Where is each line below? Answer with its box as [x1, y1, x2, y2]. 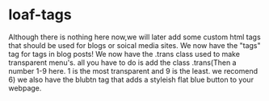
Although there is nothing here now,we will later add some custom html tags [8, 32, 261, 42]
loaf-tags [8, 6, 72, 24]
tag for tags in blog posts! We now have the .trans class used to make [8, 49, 241, 59]
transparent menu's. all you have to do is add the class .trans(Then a [8, 58, 237, 67]
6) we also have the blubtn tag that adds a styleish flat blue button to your [8, 75, 254, 84]
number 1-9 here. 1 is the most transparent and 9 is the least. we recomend [8, 66, 258, 75]
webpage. [8, 83, 42, 93]
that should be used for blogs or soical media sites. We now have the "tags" [8, 40, 261, 50]
